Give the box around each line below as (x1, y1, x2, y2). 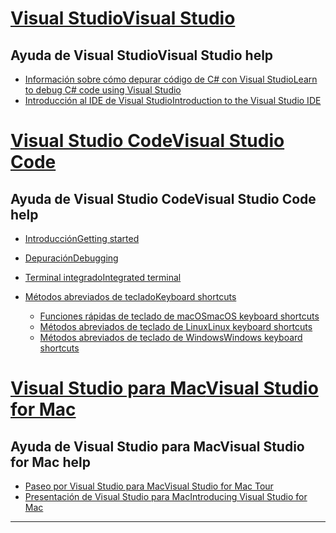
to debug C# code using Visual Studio (24, 84, 182, 96)
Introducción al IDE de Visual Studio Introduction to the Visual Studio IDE (24, 95, 322, 106)
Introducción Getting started (24, 233, 140, 244)
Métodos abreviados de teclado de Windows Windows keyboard (39, 332, 303, 343)
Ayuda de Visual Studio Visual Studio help (10, 47, 274, 64)
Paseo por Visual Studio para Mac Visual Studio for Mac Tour (24, 480, 274, 492)
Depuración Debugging (24, 252, 119, 264)
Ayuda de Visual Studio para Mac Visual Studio (10, 438, 305, 455)
